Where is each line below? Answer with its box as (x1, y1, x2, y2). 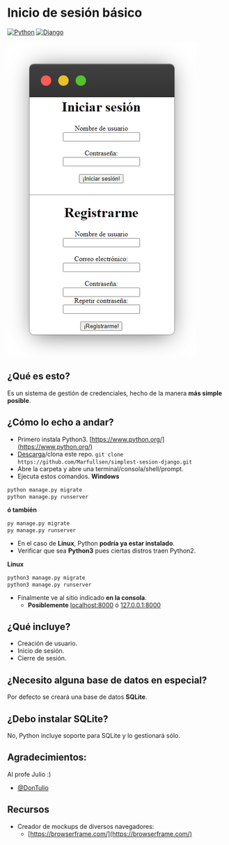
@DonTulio (17, 783, 49, 791)
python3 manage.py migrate (7, 574, 86, 581)
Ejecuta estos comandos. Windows (17, 472, 120, 480)
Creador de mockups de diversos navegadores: (17, 822, 155, 830)
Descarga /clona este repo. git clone (17, 450, 124, 458)
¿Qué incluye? (7, 621, 71, 633)
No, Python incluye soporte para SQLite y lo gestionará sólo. (7, 732, 181, 739)
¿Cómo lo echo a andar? (7, 416, 114, 429)
